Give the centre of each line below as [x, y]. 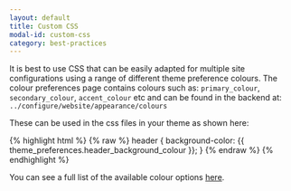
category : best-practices [58, 43]
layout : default [40, 18]
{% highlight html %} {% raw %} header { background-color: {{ [127, 140]
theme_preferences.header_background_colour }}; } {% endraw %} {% [141, 150]
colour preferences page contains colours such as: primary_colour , [135, 88]
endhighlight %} [39, 160]
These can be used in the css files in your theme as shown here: [129, 123]
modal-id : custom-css [50, 34]
